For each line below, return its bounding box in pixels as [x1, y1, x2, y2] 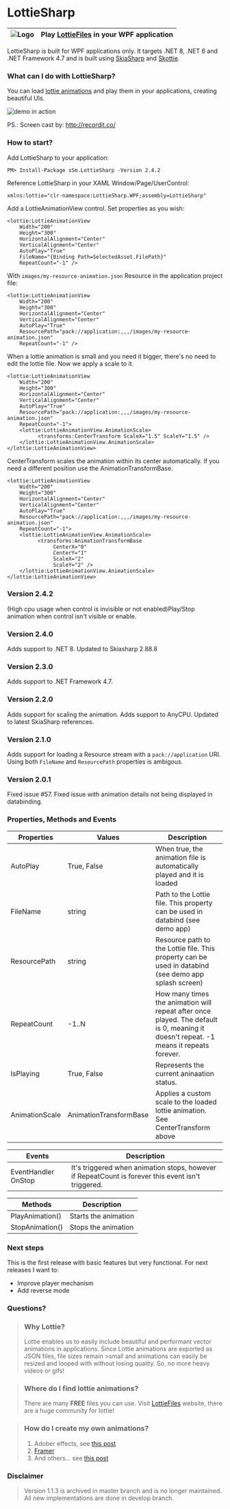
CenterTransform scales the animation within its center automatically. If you [7, 456, 220, 465]
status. [155, 1077, 177, 1087]
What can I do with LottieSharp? [7, 71, 116, 80]
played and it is [155, 869, 204, 879]
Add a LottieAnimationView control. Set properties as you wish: [7, 204, 185, 212]
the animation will [155, 997, 212, 1007]
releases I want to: [7, 1265, 60, 1274]
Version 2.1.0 [7, 734, 51, 744]
